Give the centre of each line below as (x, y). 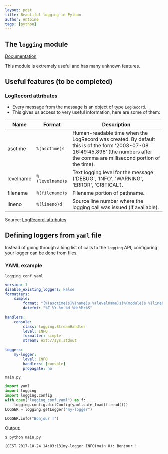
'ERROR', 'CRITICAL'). (98, 185)
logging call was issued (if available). (116, 207)
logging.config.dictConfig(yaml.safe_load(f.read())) (71, 405)
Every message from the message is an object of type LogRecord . (79, 107)
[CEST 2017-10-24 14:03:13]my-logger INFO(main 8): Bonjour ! (71, 446)
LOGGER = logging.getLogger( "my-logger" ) (49, 409)
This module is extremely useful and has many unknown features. (73, 66)
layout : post (19, 10)
